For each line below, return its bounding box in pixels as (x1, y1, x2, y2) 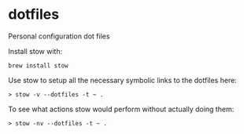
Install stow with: (8, 46, 63, 56)
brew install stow (8, 61, 68, 70)
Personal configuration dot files (8, 31, 110, 41)
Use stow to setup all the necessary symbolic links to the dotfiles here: (8, 75, 238, 85)
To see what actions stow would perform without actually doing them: (8, 104, 235, 114)
